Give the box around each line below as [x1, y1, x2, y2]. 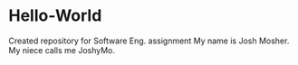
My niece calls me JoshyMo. [8, 44, 115, 55]
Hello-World [8, 5, 102, 26]
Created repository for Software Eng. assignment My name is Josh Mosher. [8, 35, 290, 46]
